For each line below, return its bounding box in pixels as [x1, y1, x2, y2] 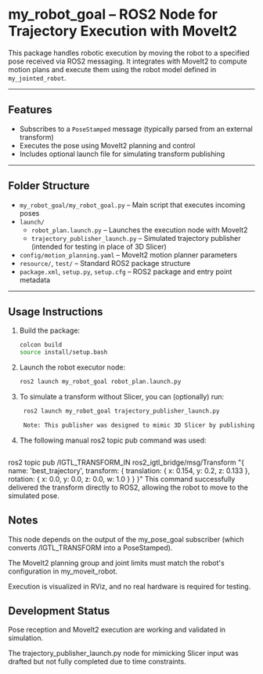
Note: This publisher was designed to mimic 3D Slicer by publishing [23, 421, 255, 429]
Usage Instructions [8, 304, 103, 319]
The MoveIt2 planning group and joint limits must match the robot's [8, 558, 225, 567]
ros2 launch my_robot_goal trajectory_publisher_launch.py [23, 407, 220, 415]
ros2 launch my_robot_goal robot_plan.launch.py [19, 378, 182, 386]
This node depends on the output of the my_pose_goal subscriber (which [8, 534, 244, 544]
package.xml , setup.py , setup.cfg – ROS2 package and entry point [19, 267, 232, 276]
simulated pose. [8, 490, 60, 500]
